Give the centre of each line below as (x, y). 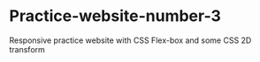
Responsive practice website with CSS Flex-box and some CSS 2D (130, 40)
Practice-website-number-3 (115, 16)
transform (27, 49)
